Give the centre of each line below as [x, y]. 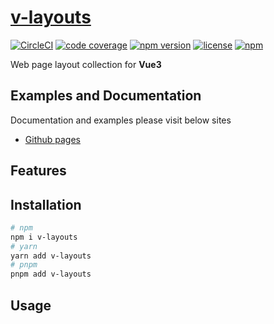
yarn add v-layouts [51, 256]
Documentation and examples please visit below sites [121, 120]
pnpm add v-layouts [51, 274]
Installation [46, 204]
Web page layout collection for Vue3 [86, 64]
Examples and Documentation [106, 96]
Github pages [52, 139]
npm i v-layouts [44, 237]
